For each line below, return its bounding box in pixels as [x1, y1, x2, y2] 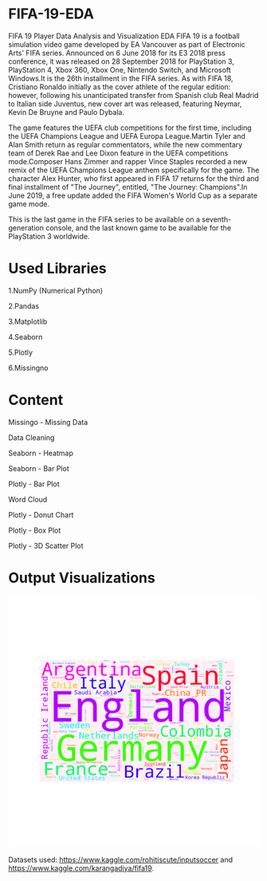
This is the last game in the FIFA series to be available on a [8, 214, 201, 224]
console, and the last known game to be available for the [45, 222, 232, 232]
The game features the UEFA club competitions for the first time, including [8, 123, 253, 132]
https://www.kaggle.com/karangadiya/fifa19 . [8, 863, 154, 873]
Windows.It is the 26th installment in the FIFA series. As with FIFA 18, [8, 73, 234, 83]
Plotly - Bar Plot [8, 479, 60, 489]
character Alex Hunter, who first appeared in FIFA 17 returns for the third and [8, 173, 259, 183]
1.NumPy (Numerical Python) [8, 285, 104, 295]
